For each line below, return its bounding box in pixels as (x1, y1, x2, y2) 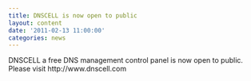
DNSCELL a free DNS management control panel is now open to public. (8, 56, 244, 65)
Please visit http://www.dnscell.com (8, 64, 126, 74)
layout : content (8, 19, 62, 27)
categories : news (8, 33, 66, 42)
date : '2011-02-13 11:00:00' (8, 26, 106, 34)
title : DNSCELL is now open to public (8, 11, 137, 20)
